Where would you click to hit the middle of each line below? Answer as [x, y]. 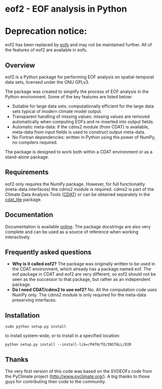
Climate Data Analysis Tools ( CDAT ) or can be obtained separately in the [78, 194]
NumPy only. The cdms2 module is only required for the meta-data [79, 295]
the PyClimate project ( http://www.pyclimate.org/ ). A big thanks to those [77, 376]
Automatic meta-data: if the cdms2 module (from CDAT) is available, [81, 127]
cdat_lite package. [24, 199]
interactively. [18, 237]
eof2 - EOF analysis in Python [66, 9]
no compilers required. [35, 142]
